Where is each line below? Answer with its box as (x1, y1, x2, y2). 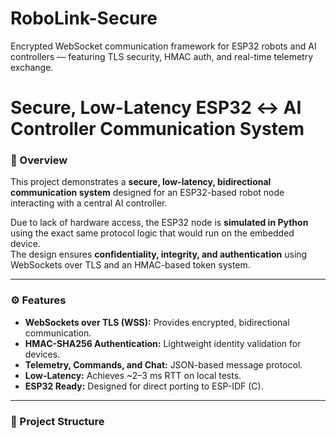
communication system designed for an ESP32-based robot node (10, 187, 285, 199)
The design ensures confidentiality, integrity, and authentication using (10, 248, 308, 261)
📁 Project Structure (10, 414, 105, 428)
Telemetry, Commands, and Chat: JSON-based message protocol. (24, 358, 303, 371)
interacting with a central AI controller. (10, 197, 168, 209)
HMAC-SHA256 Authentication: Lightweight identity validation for (24, 337, 302, 349)
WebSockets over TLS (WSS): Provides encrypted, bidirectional (24, 316, 290, 328)
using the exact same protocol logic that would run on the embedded (10, 227, 295, 239)
